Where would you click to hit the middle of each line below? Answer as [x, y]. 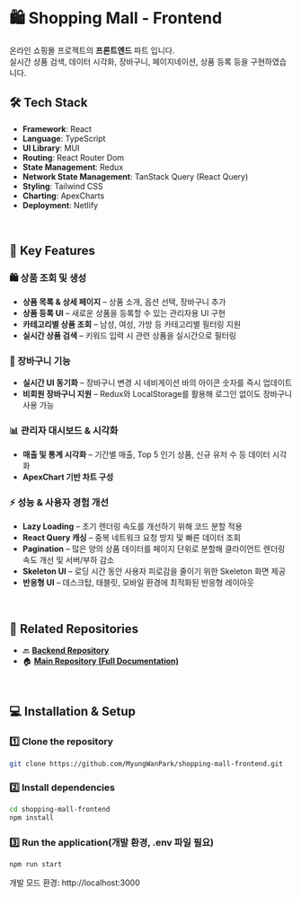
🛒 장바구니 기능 [40, 361]
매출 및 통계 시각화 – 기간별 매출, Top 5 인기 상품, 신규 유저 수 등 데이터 [146, 454]
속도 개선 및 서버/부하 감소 [68, 560]
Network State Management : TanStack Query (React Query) [135, 176]
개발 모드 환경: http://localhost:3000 [75, 883]
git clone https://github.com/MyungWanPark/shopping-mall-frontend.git [146, 764]
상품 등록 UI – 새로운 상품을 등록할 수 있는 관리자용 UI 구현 [124, 313]
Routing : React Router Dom [73, 157]
